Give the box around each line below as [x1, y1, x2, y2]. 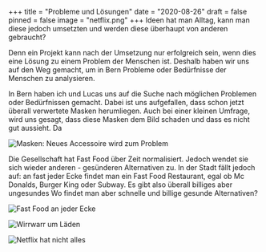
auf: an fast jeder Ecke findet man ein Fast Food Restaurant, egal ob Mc [8, 172, 244, 181]
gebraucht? [8, 32, 46, 42]
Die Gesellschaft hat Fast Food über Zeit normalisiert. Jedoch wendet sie [8, 154, 248, 164]
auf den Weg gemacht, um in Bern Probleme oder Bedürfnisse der [8, 65, 227, 75]
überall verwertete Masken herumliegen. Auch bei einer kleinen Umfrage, [8, 106, 251, 116]
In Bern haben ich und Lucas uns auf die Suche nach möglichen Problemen [8, 89, 257, 99]
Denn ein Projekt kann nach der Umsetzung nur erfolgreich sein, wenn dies [8, 48, 256, 57]
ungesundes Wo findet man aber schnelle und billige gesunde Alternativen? [8, 189, 258, 197]
